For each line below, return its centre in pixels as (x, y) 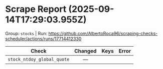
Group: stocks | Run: (26, 33)
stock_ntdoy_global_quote (39, 59)
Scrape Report (36, 9)
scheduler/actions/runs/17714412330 (43, 39)
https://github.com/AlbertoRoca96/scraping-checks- (103, 33)
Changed (86, 51)
